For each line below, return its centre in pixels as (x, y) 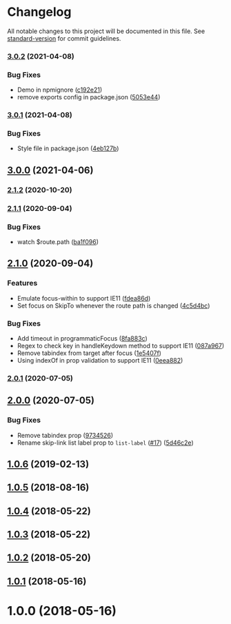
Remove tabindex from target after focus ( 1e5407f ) (89, 353)
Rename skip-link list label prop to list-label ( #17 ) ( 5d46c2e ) (106, 443)
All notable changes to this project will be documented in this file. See (106, 31)
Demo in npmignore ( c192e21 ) (60, 90)
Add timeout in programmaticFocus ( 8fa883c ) (82, 338)
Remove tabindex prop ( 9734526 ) (65, 435)
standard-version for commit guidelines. (64, 38)
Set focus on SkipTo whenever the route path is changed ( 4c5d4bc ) (113, 305)
